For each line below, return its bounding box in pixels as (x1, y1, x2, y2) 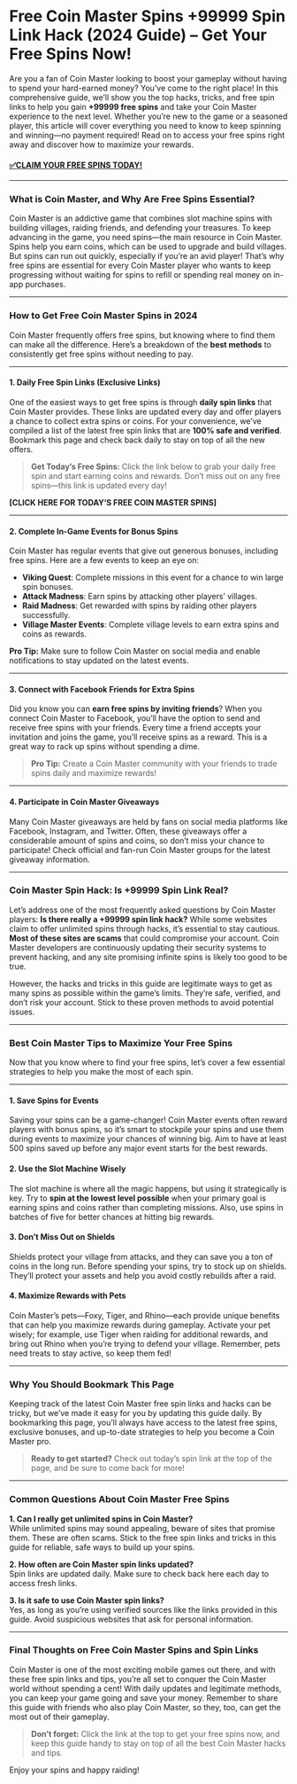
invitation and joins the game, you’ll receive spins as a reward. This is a (9, 732, 268, 742)
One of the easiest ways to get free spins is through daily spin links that (9, 396, 272, 407)
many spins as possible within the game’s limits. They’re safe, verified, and (9, 987, 281, 998)
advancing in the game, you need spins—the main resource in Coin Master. (9, 232, 283, 243)
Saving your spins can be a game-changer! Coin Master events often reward (9, 1115, 287, 1125)
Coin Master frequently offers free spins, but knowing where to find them (9, 330, 276, 340)
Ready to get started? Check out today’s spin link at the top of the (30, 1453, 272, 1464)
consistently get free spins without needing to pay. (9, 348, 194, 359)
